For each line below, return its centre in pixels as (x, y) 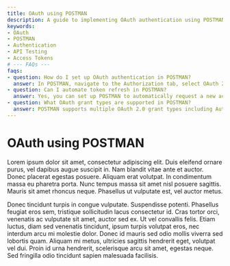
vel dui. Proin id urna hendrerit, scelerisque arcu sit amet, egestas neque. (110, 248)
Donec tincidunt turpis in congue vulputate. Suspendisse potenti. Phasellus (113, 204)
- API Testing (27, 52)
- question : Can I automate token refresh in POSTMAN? (87, 90)
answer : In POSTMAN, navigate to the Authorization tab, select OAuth (116, 84)
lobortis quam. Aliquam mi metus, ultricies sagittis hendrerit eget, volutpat (111, 241)
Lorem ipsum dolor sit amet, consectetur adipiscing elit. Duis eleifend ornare (115, 162)
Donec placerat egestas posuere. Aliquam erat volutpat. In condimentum (110, 176)
